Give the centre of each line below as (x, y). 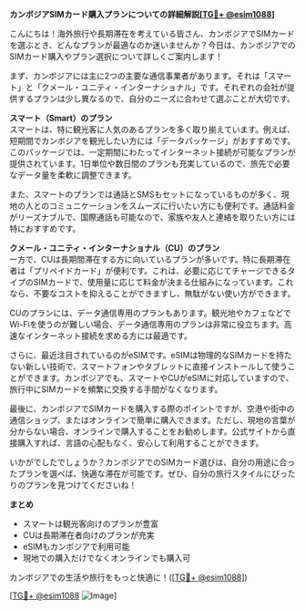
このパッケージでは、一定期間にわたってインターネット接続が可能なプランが (153, 152)
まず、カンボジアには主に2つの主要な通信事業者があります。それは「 (139, 76)
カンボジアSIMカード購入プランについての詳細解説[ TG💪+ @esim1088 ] (142, 14)
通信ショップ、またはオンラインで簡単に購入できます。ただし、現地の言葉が (152, 420)
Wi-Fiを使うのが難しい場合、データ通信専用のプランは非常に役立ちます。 (147, 324)
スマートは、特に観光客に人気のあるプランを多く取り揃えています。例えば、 (152, 129)
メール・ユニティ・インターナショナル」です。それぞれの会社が (168, 87)
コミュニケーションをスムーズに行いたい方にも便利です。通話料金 (172, 206)
